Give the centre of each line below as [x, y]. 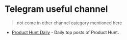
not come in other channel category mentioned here [69, 23]
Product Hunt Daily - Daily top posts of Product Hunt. [65, 32]
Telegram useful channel [56, 9]
